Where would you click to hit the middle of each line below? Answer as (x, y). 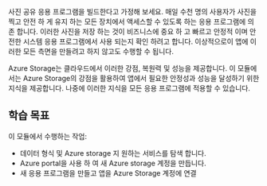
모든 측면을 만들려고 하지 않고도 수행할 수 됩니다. (98, 51)
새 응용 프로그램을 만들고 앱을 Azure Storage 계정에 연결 (108, 172)
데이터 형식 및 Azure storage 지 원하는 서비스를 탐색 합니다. (113, 153)
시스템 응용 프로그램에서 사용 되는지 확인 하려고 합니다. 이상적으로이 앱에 (135, 41)
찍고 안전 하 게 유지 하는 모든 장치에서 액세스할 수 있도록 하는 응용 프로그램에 (127, 21)
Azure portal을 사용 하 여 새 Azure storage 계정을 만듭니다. (113, 163)
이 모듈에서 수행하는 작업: (48, 136)
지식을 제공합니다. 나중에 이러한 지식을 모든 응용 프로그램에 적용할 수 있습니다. (130, 88)
